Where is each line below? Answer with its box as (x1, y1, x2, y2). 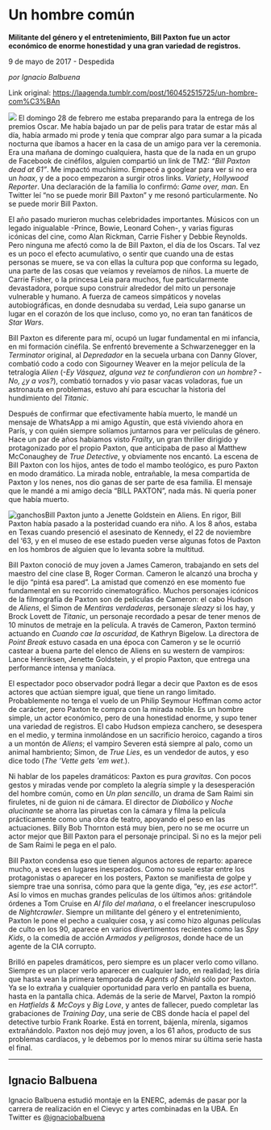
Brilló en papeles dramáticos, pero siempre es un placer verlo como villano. (8, 956, 259, 966)
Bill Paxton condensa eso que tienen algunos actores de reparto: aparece (8, 856, 252, 865)
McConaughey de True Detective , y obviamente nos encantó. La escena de (8, 451, 259, 461)
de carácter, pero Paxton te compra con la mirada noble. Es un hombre (8, 704, 244, 714)
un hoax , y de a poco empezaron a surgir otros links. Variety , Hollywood (8, 173, 248, 182)
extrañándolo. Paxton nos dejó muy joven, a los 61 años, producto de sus (8, 1025, 252, 1035)
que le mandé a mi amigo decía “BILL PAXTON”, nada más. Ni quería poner (8, 486, 256, 496)
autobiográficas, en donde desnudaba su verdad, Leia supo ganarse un (8, 300, 246, 310)
